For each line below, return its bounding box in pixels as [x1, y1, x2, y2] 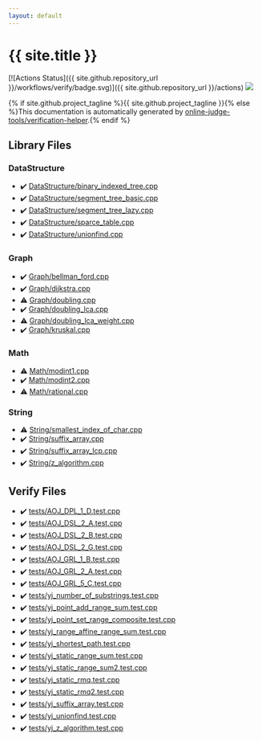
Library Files [8, 138, 72, 152]
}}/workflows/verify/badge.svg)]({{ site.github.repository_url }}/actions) [8, 82, 244, 92]
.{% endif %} [87, 115, 131, 125]
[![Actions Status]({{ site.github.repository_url [8, 73, 159, 83]
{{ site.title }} [8, 46, 98, 64]
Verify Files [8, 484, 67, 498]
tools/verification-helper [8, 115, 88, 125]
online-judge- [184, 106, 231, 117]
